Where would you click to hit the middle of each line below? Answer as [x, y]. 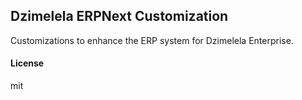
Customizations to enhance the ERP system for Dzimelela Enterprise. [152, 40]
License [27, 63]
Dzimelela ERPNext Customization [119, 16]
